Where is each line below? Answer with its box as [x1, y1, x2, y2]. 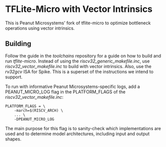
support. [5, 73, 23, 80]
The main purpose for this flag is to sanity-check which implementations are [5, 125, 162, 131]
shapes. [5, 136, 21, 142]
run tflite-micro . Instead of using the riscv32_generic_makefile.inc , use [5, 58, 150, 64]
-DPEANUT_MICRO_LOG [14, 117, 55, 122]
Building [5, 40, 31, 48]
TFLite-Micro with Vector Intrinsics [5, 3, 153, 15]
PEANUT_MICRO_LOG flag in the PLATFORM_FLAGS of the [5, 88, 126, 95]
